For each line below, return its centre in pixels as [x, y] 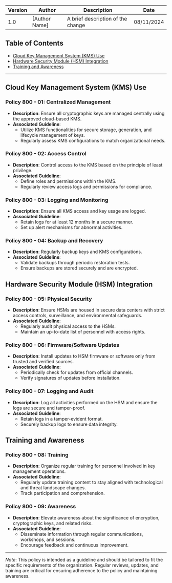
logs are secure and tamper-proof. [49, 408]
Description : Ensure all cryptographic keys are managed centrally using [89, 113]
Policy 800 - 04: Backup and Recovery [54, 241]
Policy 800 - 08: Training [37, 454]
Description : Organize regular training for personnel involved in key [84, 466]
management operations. [39, 471]
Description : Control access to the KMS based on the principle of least [88, 165]
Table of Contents [35, 43]
